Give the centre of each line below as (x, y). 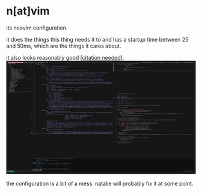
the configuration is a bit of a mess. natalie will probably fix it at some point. (100, 183)
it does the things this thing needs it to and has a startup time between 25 (97, 39)
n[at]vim (28, 11)
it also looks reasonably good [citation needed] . (65, 57)
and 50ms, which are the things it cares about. (64, 46)
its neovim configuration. (37, 28)
